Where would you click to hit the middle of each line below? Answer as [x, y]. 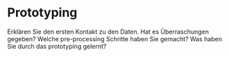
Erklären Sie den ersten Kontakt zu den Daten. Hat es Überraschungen [108, 32]
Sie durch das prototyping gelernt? [57, 46]
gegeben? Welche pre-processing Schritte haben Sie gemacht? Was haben [114, 38]
